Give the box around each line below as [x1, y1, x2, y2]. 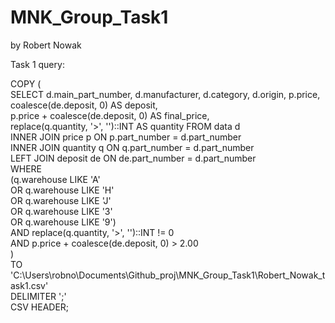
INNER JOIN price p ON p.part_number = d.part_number [10, 131, 242, 143]
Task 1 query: [10, 58, 65, 70]
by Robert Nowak [10, 39, 82, 51]
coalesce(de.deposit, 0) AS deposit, [10, 99, 158, 111]
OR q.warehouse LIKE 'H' [10, 184, 115, 196]
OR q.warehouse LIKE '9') [10, 216, 117, 228]
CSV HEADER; [10, 301, 70, 313]
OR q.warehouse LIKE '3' [10, 205, 113, 217]
